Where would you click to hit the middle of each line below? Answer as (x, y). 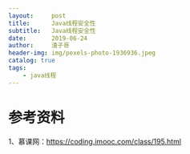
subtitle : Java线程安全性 (52, 30)
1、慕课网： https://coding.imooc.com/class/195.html (95, 141)
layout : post (37, 16)
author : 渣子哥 (39, 46)
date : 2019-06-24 (48, 38)
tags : (17, 68)
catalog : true (32, 61)
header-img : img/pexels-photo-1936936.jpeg (82, 53)
